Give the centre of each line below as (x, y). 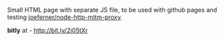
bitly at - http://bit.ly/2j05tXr (48, 30)
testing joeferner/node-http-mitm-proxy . (65, 17)
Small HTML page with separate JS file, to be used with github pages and (112, 10)
